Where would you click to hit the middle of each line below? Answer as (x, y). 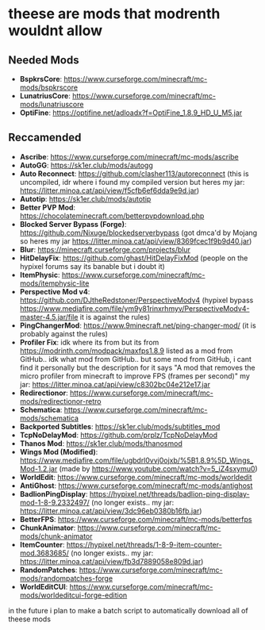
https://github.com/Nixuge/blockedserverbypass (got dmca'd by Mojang (138, 232)
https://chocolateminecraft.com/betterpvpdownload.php (112, 216)
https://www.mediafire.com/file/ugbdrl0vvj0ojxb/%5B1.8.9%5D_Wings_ (136, 460)
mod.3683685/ (44, 553)
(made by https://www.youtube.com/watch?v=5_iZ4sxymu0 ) (158, 468)
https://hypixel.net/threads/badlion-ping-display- (170, 494)
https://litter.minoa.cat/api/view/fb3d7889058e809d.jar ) (111, 561)
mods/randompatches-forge (66, 578)
